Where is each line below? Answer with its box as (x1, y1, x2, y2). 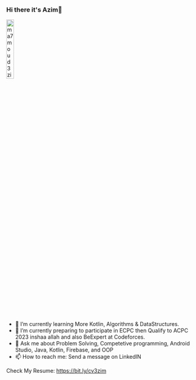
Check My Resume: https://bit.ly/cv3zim (6, 367, 107, 375)
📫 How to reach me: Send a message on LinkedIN (15, 353, 141, 361)
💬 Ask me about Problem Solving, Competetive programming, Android (15, 340, 190, 347)
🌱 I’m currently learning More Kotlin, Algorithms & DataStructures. (15, 321, 180, 328)
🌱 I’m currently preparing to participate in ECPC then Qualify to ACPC (15, 327, 189, 334)
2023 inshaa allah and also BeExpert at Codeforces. (15, 333, 146, 341)
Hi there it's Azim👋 (6, 5, 63, 14)
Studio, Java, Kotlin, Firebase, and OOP (15, 346, 114, 354)
